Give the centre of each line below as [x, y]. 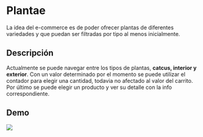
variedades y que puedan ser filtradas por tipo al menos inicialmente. [93, 33]
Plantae [26, 11]
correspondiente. [28, 93]
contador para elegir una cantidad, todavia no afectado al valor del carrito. [100, 80]
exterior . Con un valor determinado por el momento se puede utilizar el [96, 74]
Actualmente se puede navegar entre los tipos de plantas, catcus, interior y [101, 68]
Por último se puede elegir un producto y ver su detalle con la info [89, 87]
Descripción [30, 53]
